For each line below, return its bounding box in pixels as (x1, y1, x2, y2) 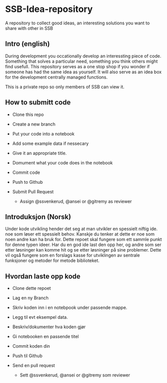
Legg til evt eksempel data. (12, 314, 68, 320)
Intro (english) (5, 40, 50, 48)
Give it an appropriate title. (12, 150, 67, 156)
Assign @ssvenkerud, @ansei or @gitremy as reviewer (19, 198, 132, 204)
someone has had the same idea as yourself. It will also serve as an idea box (5, 69, 162, 75)
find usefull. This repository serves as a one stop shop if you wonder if (5, 63, 150, 69)
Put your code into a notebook (12, 130, 75, 136)
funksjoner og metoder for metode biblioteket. (5, 257, 100, 263)
